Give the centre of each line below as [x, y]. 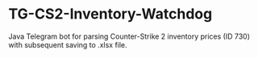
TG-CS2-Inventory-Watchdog [110, 14]
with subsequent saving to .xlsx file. [68, 44]
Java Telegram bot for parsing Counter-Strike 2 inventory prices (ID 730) [129, 36]
